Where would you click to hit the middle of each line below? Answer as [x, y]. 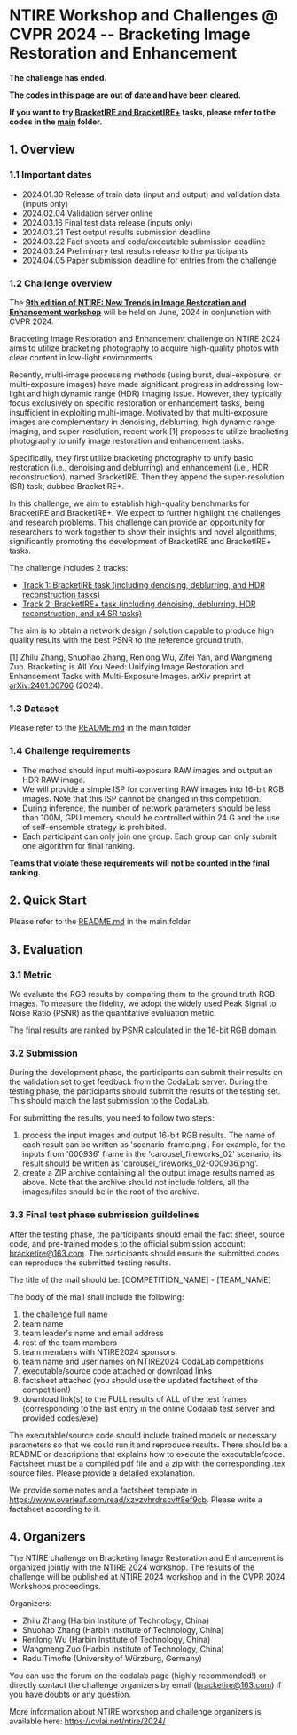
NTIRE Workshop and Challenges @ [144, 16]
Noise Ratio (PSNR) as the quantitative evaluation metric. [113, 1013]
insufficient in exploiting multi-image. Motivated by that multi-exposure [139, 412]
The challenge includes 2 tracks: [69, 567]
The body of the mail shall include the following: [97, 1296]
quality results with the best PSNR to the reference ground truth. [126, 639]
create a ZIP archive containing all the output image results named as [148, 1173]
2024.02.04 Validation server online [87, 213]
